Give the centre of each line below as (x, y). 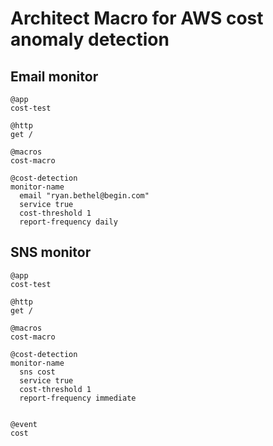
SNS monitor (51, 252)
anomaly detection (90, 39)
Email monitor (54, 76)
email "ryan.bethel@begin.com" (84, 196)
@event (24, 424)
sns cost (37, 372)
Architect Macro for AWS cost (137, 18)
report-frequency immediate (78, 398)
